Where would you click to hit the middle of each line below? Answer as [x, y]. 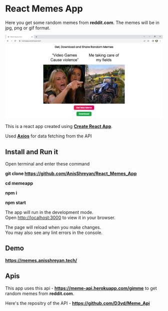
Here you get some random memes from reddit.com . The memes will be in [82, 22]
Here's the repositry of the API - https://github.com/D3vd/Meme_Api [77, 303]
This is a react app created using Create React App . [59, 126]
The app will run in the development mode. [49, 212]
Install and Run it [32, 152]
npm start [15, 202]
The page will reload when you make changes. [53, 227]
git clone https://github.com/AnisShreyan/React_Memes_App [71, 173]
